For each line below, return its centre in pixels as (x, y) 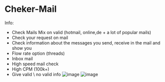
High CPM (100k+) (31, 69)
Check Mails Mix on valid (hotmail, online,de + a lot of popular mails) (82, 32)
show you (22, 48)
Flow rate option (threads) (38, 53)
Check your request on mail (40, 38)
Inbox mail (22, 58)
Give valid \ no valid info (36, 74)
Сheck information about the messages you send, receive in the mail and (86, 42)
